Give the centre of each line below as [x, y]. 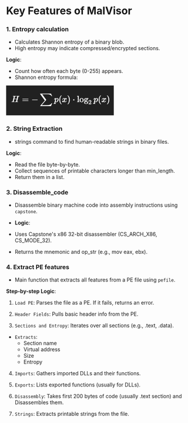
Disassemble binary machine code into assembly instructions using [96, 205]
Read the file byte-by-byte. [47, 164]
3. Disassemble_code [37, 192]
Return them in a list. [39, 177]
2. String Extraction [34, 129]
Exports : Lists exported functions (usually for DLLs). [78, 385]
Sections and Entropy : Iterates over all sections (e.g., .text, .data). [94, 326]
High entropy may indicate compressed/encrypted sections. [87, 48]
